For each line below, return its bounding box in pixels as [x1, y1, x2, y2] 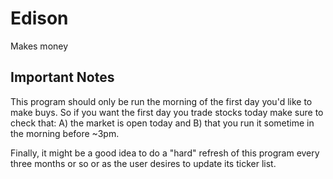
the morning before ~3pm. [10, 127, 120, 139]
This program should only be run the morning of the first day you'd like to [10, 95, 313, 107]
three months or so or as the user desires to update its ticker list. [10, 157, 277, 169]
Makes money [10, 40, 69, 52]
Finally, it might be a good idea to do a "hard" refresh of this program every [10, 147, 320, 159]
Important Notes [10, 69, 115, 86]
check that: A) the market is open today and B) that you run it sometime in [10, 117, 315, 129]
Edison [10, 7, 69, 30]
